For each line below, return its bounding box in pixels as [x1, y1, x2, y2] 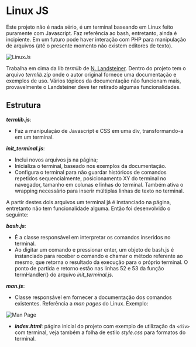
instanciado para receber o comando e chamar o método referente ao [14, 252, 183, 259]
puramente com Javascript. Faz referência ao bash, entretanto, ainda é [6, 29, 177, 36]
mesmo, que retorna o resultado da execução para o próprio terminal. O [14, 259, 188, 266]
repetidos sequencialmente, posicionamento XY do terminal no [14, 174, 167, 182]
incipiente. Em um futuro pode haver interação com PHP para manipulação [6, 36, 186, 43]
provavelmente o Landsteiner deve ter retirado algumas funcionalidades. [6, 83, 181, 90]
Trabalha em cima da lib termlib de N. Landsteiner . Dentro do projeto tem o [6, 64, 186, 71]
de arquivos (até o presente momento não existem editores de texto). [6, 42, 173, 49]
